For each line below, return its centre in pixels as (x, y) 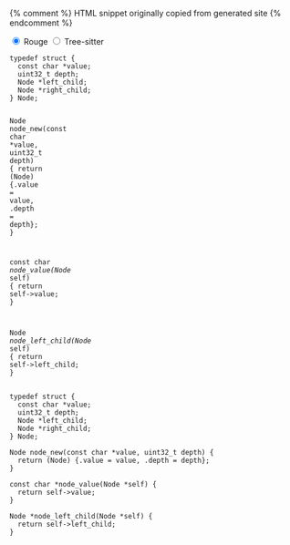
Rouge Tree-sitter (64, 41)
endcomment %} (41, 23)
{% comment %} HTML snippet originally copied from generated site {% (145, 13)
